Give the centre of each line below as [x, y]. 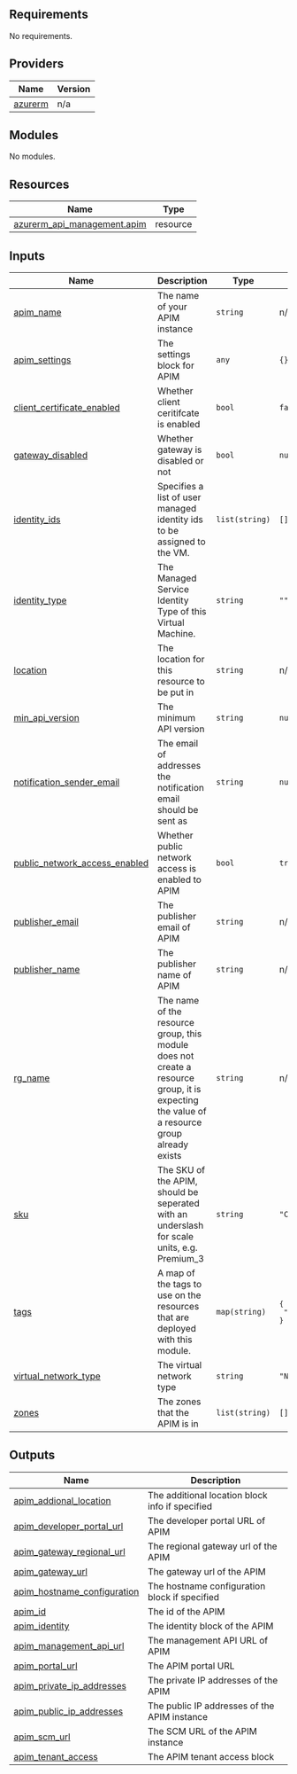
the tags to [179, 1285]
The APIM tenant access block [211, 1756]
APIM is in [178, 1424]
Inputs [27, 256]
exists [170, 1156]
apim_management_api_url [69, 1645]
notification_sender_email [67, 782]
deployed [177, 1329]
